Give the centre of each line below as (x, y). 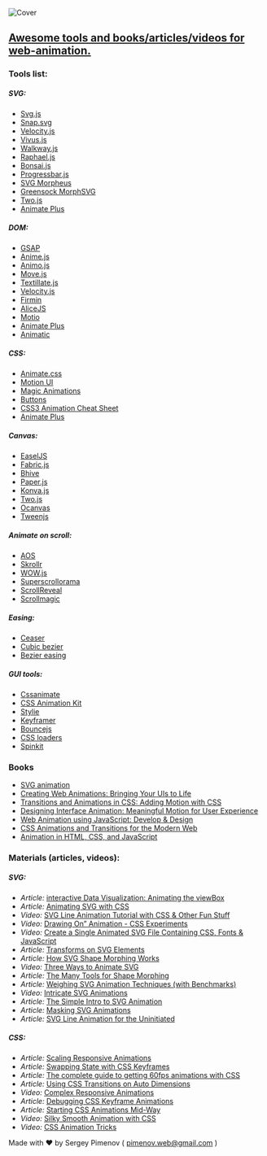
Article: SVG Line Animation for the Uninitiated (97, 1019)
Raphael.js (37, 157)
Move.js (33, 274)
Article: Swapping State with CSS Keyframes (95, 1067)
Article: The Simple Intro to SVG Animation (91, 1001)
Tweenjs (34, 517)
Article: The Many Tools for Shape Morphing (94, 975)
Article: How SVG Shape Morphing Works (90, 958)
